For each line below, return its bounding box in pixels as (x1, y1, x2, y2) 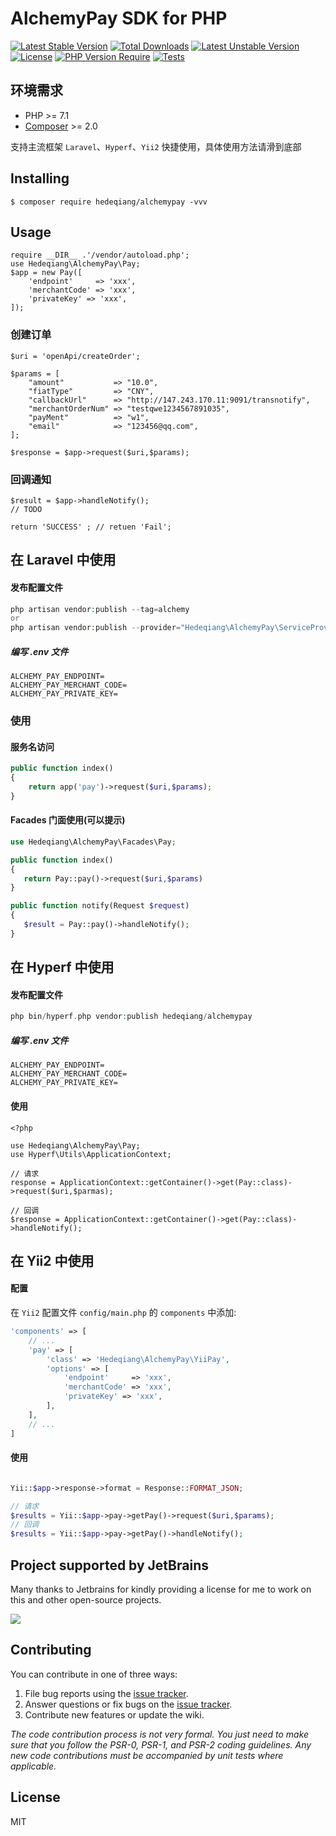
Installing (10, 170, 70, 187)
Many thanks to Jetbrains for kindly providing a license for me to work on (10, 1583, 312, 1595)
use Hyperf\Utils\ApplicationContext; (10, 1149, 172, 1159)
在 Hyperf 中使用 (10, 959, 115, 976)
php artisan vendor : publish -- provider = (10, 623, 182, 633)
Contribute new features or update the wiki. (24, 1708, 205, 1721)
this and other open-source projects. (10, 1593, 162, 1606)
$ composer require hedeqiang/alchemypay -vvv (10, 197, 208, 207)
